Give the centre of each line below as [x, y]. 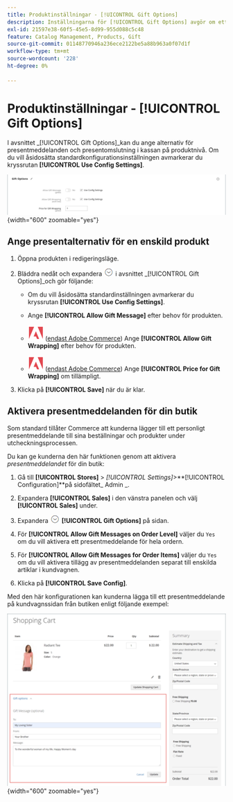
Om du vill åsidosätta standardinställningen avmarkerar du [111, 294]
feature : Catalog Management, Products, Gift [74, 37]
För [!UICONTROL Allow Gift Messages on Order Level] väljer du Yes [116, 534]
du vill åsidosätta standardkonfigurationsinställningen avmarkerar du [105, 157]
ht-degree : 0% [28, 66]
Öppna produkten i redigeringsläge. [68, 258]
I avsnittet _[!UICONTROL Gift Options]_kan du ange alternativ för [101, 142]
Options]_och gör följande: [55, 281]
